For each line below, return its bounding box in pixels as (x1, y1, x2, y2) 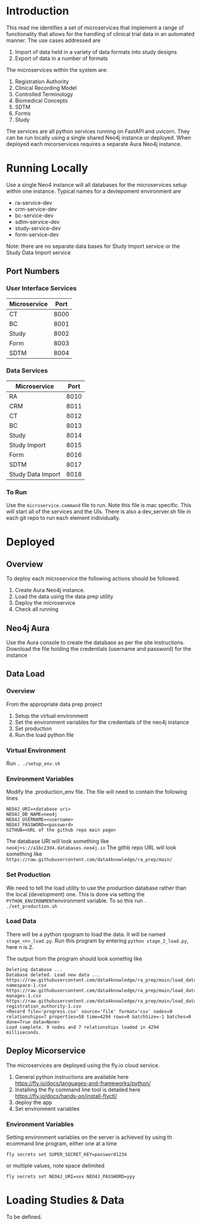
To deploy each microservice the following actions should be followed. (6, 575, 181, 582)
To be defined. (6, 1213, 42, 1220)
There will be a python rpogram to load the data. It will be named (6, 930, 166, 938)
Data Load (6, 669, 45, 679)
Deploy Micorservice (6, 1046, 86, 1056)
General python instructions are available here (14, 1073, 129, 1080)
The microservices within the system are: (6, 66, 108, 73)
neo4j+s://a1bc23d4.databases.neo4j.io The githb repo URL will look (6, 844, 176, 851)
